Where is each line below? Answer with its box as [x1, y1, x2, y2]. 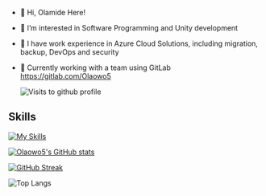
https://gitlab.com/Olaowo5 [19, 71, 111, 80]
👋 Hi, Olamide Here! [19, 8, 86, 17]
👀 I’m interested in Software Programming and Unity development [19, 23, 239, 32]
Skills [8, 110, 36, 124]
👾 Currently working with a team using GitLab [19, 63, 172, 72]
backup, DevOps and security [19, 47, 119, 56]
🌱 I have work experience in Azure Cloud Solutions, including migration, [19, 39, 258, 48]
